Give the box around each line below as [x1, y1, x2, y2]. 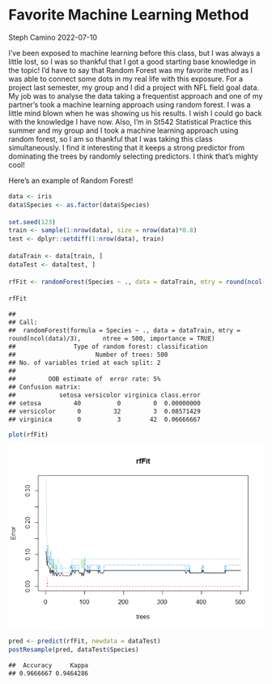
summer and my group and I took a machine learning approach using [8, 125, 239, 135]
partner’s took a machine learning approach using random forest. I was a [8, 100, 251, 109]
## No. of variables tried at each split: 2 [8, 359, 161, 367]
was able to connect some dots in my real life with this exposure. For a [8, 74, 244, 83]
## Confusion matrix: [8, 383, 82, 392]
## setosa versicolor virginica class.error [8, 391, 201, 400]
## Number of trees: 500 [8, 350, 168, 359]
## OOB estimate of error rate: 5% [8, 375, 161, 384]
